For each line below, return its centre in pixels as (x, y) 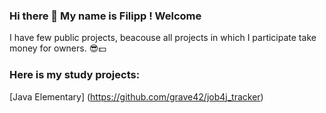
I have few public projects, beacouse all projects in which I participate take (163, 38)
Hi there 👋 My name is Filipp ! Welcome (105, 16)
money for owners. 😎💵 (58, 48)
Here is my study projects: (75, 75)
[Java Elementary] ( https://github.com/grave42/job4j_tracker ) (136, 96)
